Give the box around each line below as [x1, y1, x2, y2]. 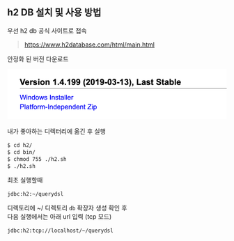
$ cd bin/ [7, 148, 36, 155]
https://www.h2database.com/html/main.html [24, 40, 155, 49]
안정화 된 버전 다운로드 [7, 54, 69, 63]
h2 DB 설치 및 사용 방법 [7, 6, 102, 19]
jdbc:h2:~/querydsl [7, 190, 64, 197]
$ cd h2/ [7, 141, 33, 148]
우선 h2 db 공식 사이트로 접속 [7, 26, 87, 35]
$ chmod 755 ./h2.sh [7, 155, 68, 162]
